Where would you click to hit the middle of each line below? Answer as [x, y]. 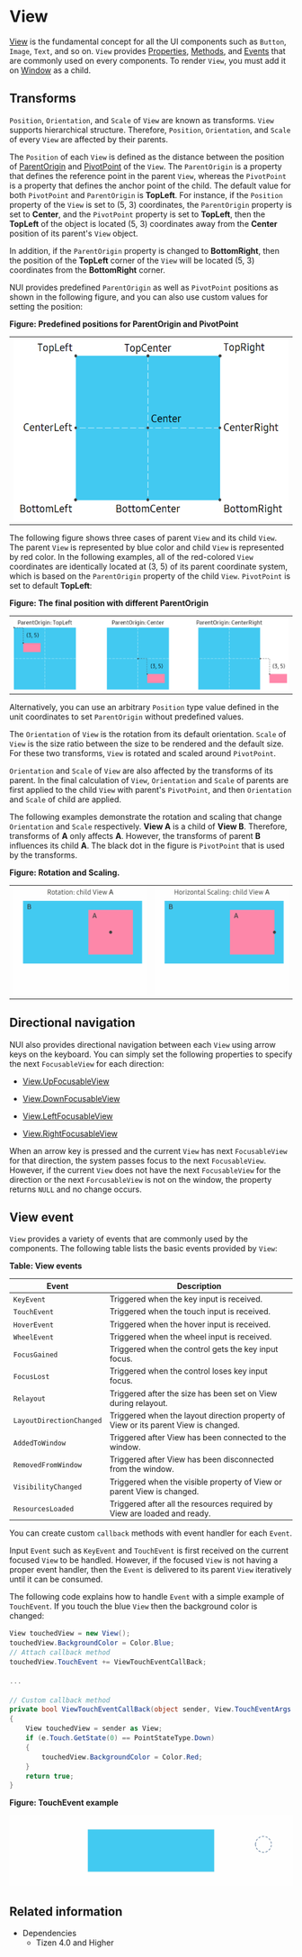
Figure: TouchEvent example [64, 1803]
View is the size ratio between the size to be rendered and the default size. [147, 744]
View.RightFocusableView [70, 1133]
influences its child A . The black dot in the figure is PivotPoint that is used [147, 845]
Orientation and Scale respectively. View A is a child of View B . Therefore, [148, 826]
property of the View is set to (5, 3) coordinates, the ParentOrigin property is [151, 204]
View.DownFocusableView [71, 1098]
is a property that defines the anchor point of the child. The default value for [151, 185]
